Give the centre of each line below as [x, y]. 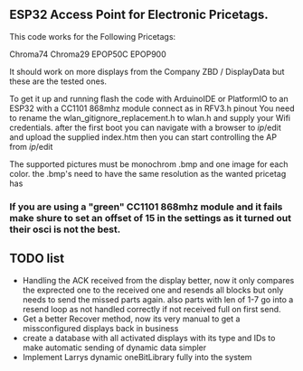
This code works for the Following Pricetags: [93, 36]
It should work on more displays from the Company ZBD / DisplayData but [147, 71]
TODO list [37, 259]
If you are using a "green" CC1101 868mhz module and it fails [146, 207]
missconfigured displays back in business [100, 328]
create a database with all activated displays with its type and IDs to [149, 338]
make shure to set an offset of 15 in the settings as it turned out [151, 218]
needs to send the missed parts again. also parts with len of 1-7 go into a [158, 299]
